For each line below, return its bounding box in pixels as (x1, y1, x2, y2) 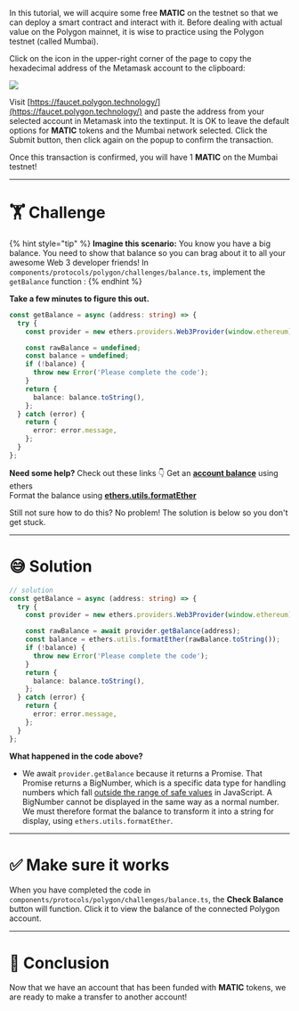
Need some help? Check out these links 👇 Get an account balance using (9, 467, 279, 478)
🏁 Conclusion (9, 953, 109, 973)
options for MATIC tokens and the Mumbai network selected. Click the (9, 125, 268, 136)
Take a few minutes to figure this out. (9, 293, 149, 304)
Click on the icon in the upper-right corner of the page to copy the (9, 53, 252, 63)
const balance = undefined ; (25, 351, 129, 360)
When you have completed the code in (9, 884, 151, 895)
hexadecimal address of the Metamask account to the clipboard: (9, 62, 246, 73)
